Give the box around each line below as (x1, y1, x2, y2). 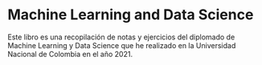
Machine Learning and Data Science (7, 6, 254, 24)
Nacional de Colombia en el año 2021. (7, 49, 133, 59)
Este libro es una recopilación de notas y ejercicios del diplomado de (7, 32, 235, 42)
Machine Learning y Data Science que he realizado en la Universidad (7, 40, 236, 50)
